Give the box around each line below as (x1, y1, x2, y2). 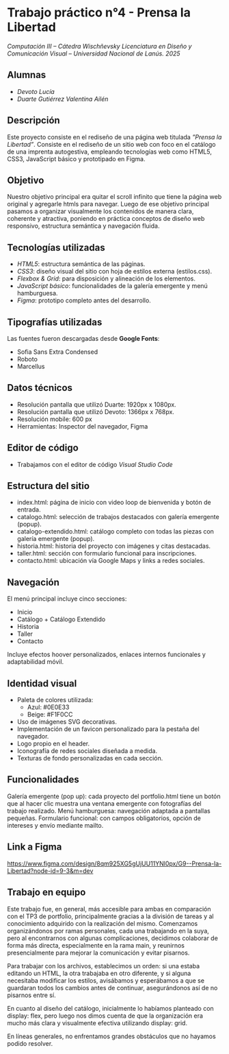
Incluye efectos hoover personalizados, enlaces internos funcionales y (7, 650, 206, 659)
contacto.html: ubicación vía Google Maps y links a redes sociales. (16, 557, 205, 565)
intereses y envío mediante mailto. (7, 821, 104, 829)
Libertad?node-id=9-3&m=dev (7, 866, 94, 875)
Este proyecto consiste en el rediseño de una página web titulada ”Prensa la (7, 132, 222, 141)
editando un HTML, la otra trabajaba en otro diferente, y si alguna (7, 969, 191, 977)
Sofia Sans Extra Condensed (16, 348, 98, 356)
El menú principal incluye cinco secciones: (7, 595, 127, 603)
